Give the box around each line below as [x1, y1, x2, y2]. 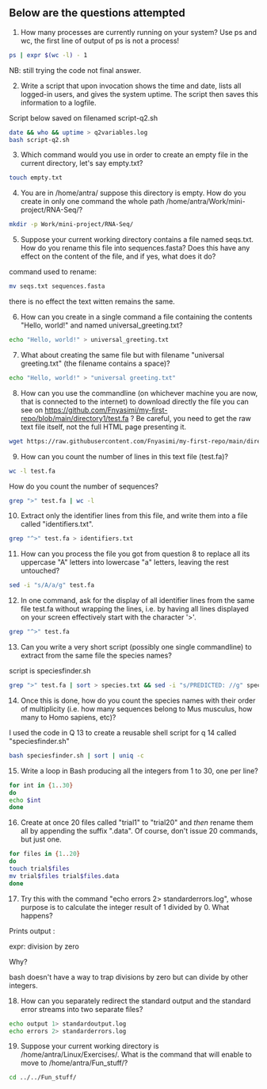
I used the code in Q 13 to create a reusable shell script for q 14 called [9, 727, 237, 737]
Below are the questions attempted [9, 6, 185, 20]
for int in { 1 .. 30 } [9, 781, 74, 789]
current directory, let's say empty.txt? [20, 159, 143, 168]
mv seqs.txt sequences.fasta [9, 282, 105, 290]
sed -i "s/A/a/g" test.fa [9, 581, 94, 589]
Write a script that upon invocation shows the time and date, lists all [20, 81, 242, 90]
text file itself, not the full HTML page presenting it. [20, 422, 187, 431]
